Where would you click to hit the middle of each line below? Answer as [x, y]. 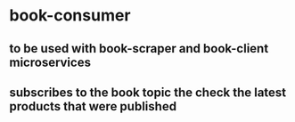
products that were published [93, 106]
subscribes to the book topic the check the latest [148, 92]
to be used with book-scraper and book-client [139, 49]
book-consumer [70, 16]
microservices [50, 62]
